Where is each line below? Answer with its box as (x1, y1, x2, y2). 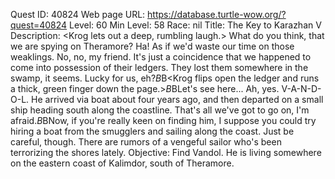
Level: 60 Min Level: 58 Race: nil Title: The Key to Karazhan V (69, 19, 322, 31)
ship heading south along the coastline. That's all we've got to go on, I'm (10, 104, 310, 116)
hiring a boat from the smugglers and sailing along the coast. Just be (10, 125, 295, 137)
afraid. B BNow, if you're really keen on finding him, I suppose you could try (10, 115, 317, 126)
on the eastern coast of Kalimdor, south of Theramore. (10, 157, 235, 169)
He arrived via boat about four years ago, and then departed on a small (31, 94, 324, 105)
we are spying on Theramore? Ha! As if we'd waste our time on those (10, 40, 295, 52)
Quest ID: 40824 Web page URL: (10, 9, 146, 20)
